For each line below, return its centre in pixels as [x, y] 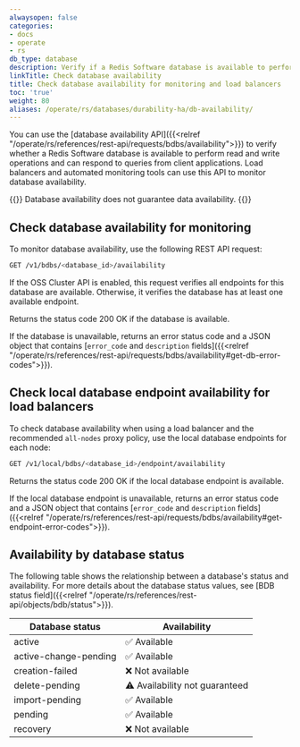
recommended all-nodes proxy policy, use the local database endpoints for [148, 437]
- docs [21, 34]
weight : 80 [29, 101]
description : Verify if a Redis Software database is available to [137, 68]
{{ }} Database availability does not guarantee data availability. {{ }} [130, 199]
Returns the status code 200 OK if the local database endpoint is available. [146, 480]
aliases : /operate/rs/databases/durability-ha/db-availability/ [131, 109]
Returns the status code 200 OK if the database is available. [120, 318]
